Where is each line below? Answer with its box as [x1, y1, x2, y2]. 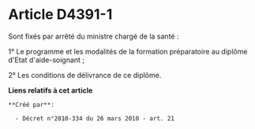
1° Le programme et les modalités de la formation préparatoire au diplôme [8, 46, 248, 56]
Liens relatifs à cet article [8, 85, 93, 95]
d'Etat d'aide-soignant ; [8, 55, 85, 64]
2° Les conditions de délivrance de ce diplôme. [8, 70, 162, 79]
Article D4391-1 [8, 6, 113, 24]
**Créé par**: [8, 101, 55, 109]
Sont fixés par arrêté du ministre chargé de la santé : [8, 31, 179, 41]
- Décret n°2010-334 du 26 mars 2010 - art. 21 [15, 114, 175, 123]
